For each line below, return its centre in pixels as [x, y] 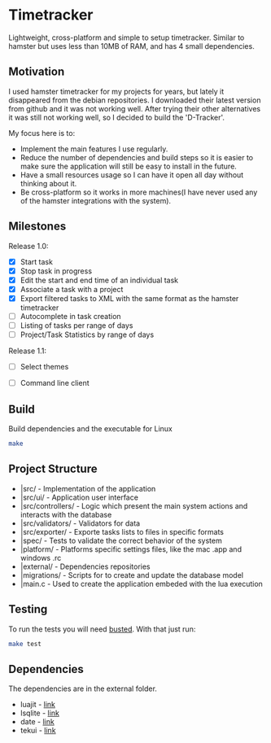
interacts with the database [66, 514]
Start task [36, 261]
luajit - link [37, 705]
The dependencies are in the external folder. [83, 688]
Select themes [44, 367]
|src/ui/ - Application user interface [79, 497]
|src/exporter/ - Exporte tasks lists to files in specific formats [122, 531]
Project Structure [53, 469]
